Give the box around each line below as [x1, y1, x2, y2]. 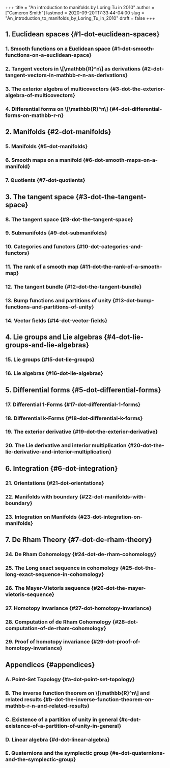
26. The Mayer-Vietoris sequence [5, 584, 90, 591]
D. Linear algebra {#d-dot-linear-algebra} [5, 736, 110, 743]
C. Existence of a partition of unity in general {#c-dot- [5, 716, 141, 723]
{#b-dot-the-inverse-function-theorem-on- [43, 695, 154, 703]
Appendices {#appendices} [5, 660, 95, 669]
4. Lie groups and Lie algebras [5, 333, 103, 342]
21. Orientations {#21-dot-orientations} [5, 479, 104, 487]
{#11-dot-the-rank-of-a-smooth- [79, 263, 162, 270]
